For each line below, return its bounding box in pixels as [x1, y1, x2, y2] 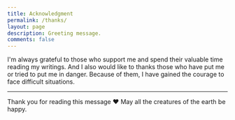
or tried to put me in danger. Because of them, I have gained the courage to [7, 70, 225, 79]
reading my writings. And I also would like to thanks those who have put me [7, 63, 225, 71]
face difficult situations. [7, 77, 76, 86]
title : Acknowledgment [7, 10, 73, 17]
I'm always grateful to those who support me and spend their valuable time [7, 55, 223, 63]
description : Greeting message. [7, 29, 101, 37]
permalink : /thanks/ [7, 17, 68, 24]
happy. [7, 105, 27, 114]
